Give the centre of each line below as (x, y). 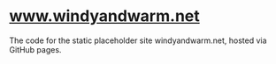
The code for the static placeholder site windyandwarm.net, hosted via (138, 40)
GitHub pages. (35, 49)
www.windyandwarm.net (105, 16)
